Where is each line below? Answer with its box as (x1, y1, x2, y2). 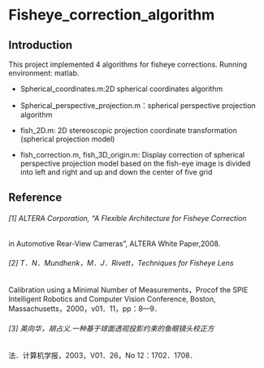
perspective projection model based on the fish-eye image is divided (19, 158, 251, 168)
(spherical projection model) (19, 134, 115, 144)
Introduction (8, 38, 73, 52)
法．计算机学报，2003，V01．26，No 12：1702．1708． (8, 351, 197, 360)
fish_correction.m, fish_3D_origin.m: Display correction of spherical (19, 150, 245, 159)
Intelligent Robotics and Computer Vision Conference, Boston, (8, 294, 216, 304)
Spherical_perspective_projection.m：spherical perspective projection (19, 101, 256, 110)
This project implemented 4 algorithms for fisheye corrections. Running (8, 59, 248, 69)
